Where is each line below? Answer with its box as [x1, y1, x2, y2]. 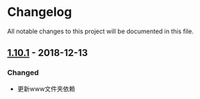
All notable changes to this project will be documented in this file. [7, 27, 194, 35]
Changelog [7, 4, 72, 20]
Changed [7, 68, 40, 78]
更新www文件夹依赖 [17, 84, 76, 93]
